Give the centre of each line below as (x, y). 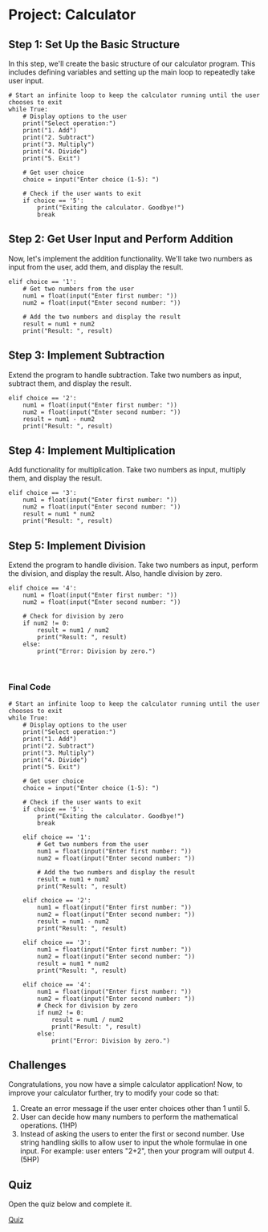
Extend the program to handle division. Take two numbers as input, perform (133, 565)
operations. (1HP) (49, 1125)
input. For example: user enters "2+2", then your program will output (133, 1151)
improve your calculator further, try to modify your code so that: (114, 1093)
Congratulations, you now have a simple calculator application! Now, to (126, 1084)
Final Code (30, 687)
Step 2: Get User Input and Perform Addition (121, 239)
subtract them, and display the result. (70, 383)
